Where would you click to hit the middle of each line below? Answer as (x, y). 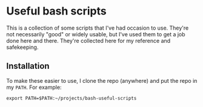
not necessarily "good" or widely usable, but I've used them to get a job (96, 34)
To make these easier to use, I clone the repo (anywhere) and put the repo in (102, 80)
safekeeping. (22, 47)
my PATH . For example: (34, 87)
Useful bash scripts (57, 11)
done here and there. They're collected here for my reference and (88, 41)
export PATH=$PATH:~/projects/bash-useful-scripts (72, 98)
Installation (28, 66)
